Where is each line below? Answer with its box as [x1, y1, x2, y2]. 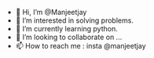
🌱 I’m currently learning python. [15, 24, 118, 33]
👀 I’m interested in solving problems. [15, 16, 134, 25]
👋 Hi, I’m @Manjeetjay [15, 8, 87, 16]
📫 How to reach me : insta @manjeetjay [15, 42, 147, 50]
